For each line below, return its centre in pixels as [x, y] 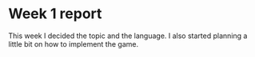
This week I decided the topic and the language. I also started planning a [128, 36]
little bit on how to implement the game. [73, 44]
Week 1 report [55, 14]
